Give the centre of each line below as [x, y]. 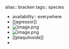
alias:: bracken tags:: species [34, 7]
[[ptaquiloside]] [28, 37]
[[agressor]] [24, 22]
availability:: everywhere [37, 16]
